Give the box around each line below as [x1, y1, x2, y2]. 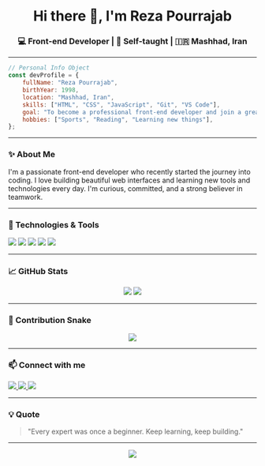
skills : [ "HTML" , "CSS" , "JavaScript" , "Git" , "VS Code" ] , [22, 100, 221, 109]
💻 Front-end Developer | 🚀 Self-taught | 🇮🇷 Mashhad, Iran [17, 36, 248, 47]
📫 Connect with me [8, 359, 86, 370]
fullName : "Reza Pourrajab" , [22, 79, 118, 87]
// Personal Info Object [8, 64, 90, 72]
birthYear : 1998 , [22, 86, 80, 94]
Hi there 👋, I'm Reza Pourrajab [32, 7, 233, 25]
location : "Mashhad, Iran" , [22, 93, 114, 101]
